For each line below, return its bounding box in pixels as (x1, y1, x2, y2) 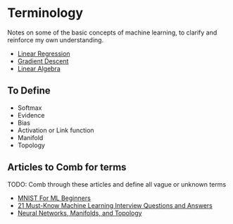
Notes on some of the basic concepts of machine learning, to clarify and (7, 28, 218, 37)
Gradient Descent (17, 56, 69, 65)
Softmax (17, 104, 42, 112)
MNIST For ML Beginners (17, 194, 92, 202)
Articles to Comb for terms (7, 161, 127, 173)
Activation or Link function (17, 125, 94, 135)
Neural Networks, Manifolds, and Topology (17, 209, 142, 217)
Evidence (17, 111, 45, 119)
